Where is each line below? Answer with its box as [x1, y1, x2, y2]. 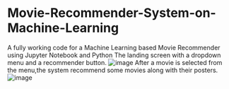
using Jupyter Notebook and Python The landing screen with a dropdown [7, 51, 221, 59]
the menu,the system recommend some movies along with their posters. [7, 66, 218, 74]
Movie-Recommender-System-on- [7, 5, 217, 21]
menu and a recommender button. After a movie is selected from [7, 58, 223, 66]
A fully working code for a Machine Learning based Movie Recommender [7, 43, 221, 52]
